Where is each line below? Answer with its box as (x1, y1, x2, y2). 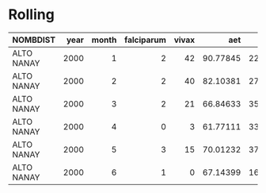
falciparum (123, 34, 166, 45)
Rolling (8, 6, 55, 24)
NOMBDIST (12, 34, 56, 45)
